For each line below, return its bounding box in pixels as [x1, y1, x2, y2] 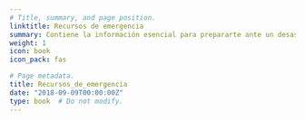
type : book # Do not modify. [9, 97, 124, 106]
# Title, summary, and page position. [9, 13, 156, 23]
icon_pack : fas [9, 55, 67, 64]
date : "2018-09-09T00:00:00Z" [9, 88, 124, 97]
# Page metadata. [9, 71, 75, 81]
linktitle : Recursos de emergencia [9, 22, 144, 31]
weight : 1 [9, 38, 47, 48]
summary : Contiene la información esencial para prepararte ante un [9, 30, 274, 39]
